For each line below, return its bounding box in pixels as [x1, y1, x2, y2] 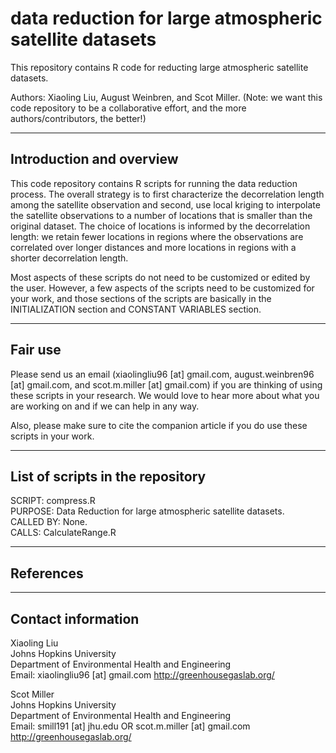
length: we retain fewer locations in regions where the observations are [10, 230, 304, 242]
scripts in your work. [10, 430, 95, 442]
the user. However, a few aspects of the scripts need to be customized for [10, 282, 315, 294]
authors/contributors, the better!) [10, 112, 147, 124]
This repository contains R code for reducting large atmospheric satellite [10, 61, 309, 73]
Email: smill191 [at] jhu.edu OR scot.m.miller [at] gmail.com [10, 720, 251, 732]
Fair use [10, 342, 62, 359]
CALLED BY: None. [10, 516, 88, 528]
